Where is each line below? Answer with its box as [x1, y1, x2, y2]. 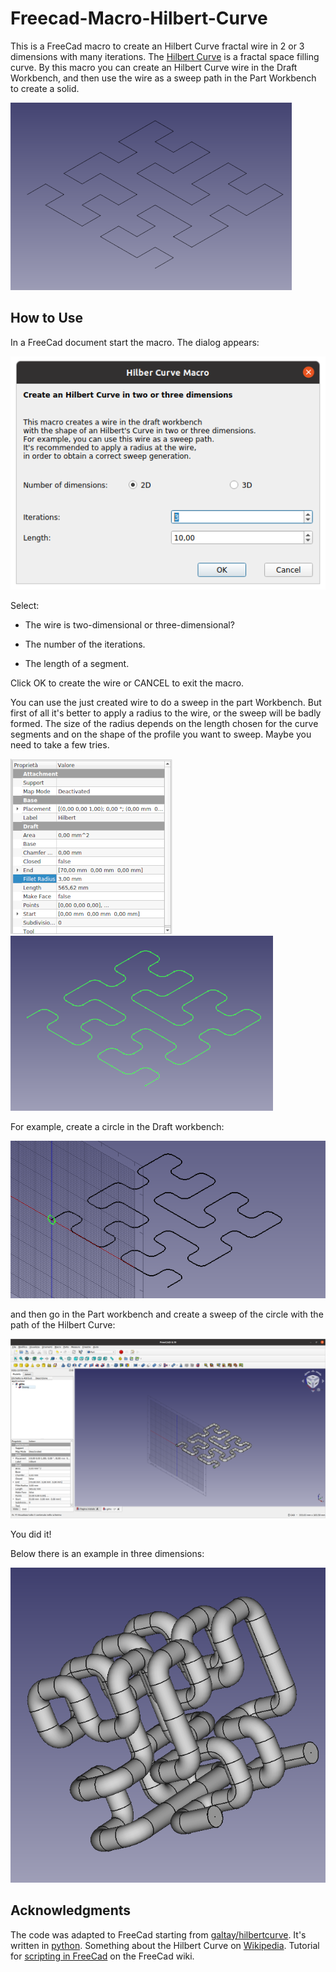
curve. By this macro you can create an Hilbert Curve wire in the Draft [10, 61, 298, 73]
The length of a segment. [24, 657, 130, 669]
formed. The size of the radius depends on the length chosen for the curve [10, 717, 319, 729]
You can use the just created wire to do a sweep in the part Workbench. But [10, 696, 322, 708]
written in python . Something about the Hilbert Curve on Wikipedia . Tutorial [10, 1939, 320, 1951]
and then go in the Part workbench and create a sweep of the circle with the [10, 1308, 324, 1320]
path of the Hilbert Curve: [10, 1318, 116, 1331]
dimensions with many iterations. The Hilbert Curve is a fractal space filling [10, 50, 320, 62]
